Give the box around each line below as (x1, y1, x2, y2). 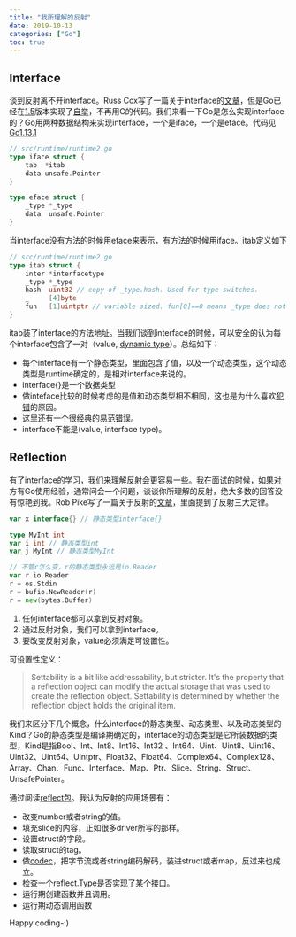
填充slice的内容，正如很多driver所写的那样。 (21, 822, 185, 832)
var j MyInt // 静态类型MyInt (9, 546, 115, 556)
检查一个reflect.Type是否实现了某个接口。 (21, 878, 175, 888)
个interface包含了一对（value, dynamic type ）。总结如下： (9, 338, 220, 349)
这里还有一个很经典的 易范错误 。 (21, 413, 139, 423)
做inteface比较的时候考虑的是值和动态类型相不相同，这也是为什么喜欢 (21, 391, 277, 401)
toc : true (9, 37, 46, 47)
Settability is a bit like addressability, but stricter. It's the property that (30, 671, 285, 682)
